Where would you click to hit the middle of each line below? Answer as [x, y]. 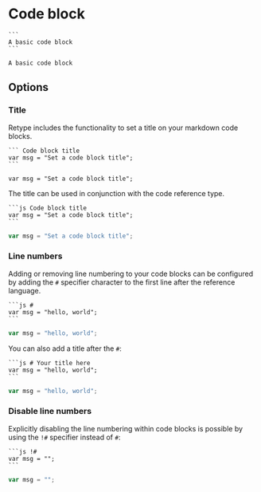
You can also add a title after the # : [65, 348]
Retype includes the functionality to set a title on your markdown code [123, 128]
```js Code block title [48, 208]
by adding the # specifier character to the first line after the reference [122, 282]
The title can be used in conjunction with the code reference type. [117, 193]
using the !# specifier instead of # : [64, 437]
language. [25, 290]
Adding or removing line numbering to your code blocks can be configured [130, 274]
